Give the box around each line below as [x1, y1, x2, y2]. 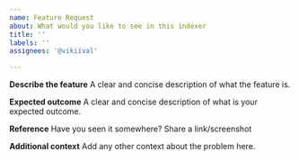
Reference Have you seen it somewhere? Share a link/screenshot [9, 123, 252, 135]
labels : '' [9, 38, 50, 48]
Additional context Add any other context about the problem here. [9, 141, 256, 152]
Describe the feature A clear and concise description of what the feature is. [9, 79, 291, 90]
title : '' [9, 30, 47, 39]
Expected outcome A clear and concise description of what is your [9, 96, 259, 108]
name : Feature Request [9, 13, 94, 22]
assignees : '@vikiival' [9, 47, 99, 56]
